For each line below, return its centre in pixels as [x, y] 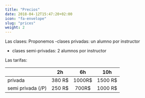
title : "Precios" [23, 9]
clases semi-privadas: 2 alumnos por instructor [59, 51]
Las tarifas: [16, 60]
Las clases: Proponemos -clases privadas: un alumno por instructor [72, 41]
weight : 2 [15, 28]
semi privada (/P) [27, 88]
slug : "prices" [20, 23]
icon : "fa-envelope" [26, 18]
